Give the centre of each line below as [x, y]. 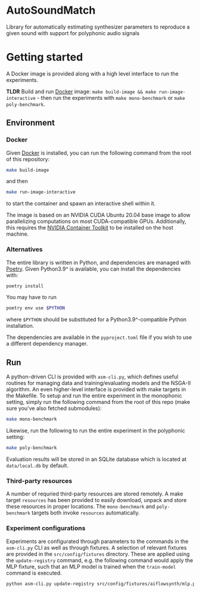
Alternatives [24, 249]
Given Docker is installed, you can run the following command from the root [99, 153]
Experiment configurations [46, 528]
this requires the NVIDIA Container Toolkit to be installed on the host [90, 228]
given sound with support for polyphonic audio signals [73, 33]
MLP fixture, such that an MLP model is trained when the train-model [91, 566]
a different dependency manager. [47, 344]
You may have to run [31, 297]
